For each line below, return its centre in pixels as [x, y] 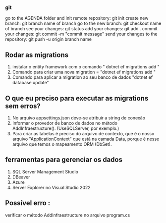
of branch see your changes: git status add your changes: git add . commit [81, 29]
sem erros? [23, 106]
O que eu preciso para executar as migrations [77, 98]
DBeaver [21, 177]
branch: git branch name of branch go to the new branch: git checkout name [83, 23]
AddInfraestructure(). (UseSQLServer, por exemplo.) [66, 128]
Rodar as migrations [37, 55]
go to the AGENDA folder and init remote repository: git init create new [77, 18]
